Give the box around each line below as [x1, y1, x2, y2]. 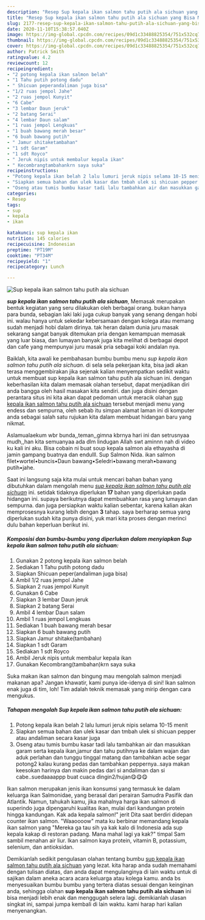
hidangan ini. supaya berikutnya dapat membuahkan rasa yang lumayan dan [7, 495, 198, 503]
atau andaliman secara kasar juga [15, 735, 100, 742]
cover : [7, 43, 24, 49]
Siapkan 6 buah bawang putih [15, 628, 91, 636]
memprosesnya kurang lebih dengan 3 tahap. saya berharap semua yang [7, 508, 190, 516]
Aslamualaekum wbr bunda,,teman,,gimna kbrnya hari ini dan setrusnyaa [7, 431, 190, 439]
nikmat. [7, 420, 26, 427]
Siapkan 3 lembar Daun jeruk [15, 596, 89, 603]
